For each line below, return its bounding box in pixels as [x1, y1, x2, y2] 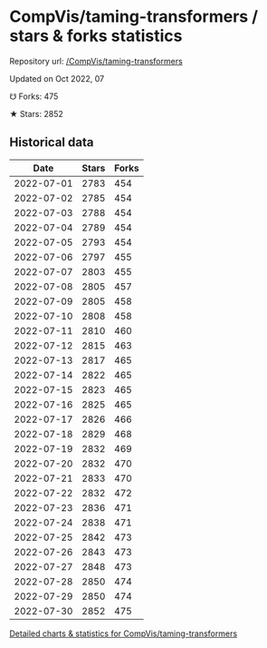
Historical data [9, 134, 94, 151]
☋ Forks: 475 [9, 91, 59, 102]
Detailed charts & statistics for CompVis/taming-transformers [9, 628, 238, 639]
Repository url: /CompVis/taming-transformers [9, 55, 183, 66]
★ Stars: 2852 [9, 108, 63, 119]
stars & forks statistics [9, 25, 183, 46]
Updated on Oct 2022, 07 [9, 73, 105, 83]
